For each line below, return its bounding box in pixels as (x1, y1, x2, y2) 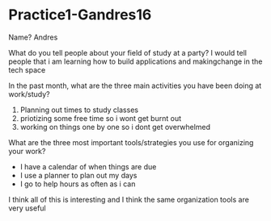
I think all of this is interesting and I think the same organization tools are (8, 194, 249, 204)
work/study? (8, 89, 50, 98)
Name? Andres (8, 32, 58, 42)
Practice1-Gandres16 (8, 6, 152, 24)
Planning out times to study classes (19, 105, 139, 115)
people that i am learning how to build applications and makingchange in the (8, 56, 263, 66)
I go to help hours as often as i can (19, 179, 136, 189)
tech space (8, 65, 46, 74)
